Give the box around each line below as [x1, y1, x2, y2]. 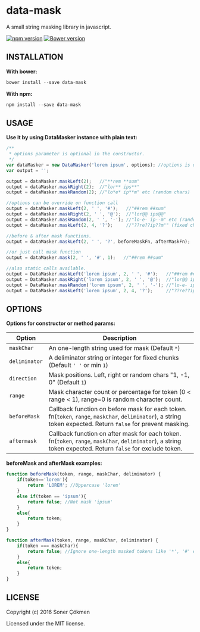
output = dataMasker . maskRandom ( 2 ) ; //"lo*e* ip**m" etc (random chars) [6, 189, 190, 195]
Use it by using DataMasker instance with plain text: [6, 134, 138, 141]
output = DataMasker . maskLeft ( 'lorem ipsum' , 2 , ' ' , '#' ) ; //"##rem [6, 271, 188, 277]
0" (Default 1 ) [48, 378, 87, 387]
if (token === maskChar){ [17, 543, 79, 549]
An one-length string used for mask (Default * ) [48, 344, 180, 352]
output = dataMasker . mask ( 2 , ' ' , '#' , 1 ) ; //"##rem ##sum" [6, 255, 164, 261]
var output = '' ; [6, 167, 49, 173]
